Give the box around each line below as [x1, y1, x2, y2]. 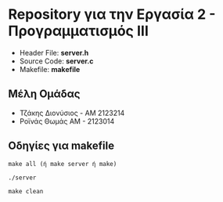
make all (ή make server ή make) [8, 160, 117, 168]
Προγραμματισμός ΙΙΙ [8, 22, 149, 40]
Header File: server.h [19, 48, 89, 57]
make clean [8, 187, 44, 195]
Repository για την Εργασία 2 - [8, 5, 216, 23]
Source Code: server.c [19, 56, 94, 66]
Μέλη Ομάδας [8, 88, 81, 101]
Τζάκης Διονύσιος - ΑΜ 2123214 [19, 108, 125, 117]
